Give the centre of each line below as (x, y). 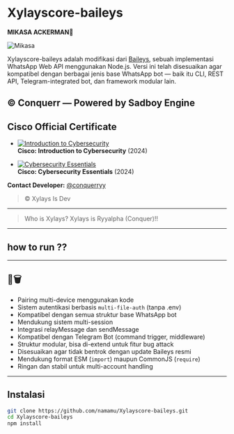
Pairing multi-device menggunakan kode (76, 300)
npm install (24, 424)
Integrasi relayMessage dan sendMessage (78, 329)
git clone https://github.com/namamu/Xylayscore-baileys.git (98, 411)
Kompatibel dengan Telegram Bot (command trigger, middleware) (111, 337)
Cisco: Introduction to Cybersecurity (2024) (82, 151)
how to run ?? (37, 247)
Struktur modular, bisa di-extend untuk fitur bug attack (95, 344)
